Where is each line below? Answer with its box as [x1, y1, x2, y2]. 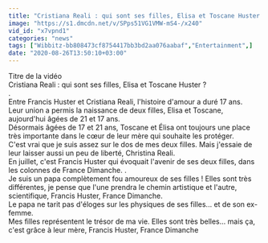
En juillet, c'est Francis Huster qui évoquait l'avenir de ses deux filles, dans [8, 157, 255, 166]
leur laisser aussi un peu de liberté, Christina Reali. [8, 148, 176, 158]
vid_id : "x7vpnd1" [8, 27, 70, 35]
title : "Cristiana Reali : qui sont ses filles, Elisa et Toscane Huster [8, 11, 261, 20]
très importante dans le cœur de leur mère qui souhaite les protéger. [8, 131, 234, 141]
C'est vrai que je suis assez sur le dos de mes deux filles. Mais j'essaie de [8, 140, 253, 149]
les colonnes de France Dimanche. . [8, 166, 127, 175]
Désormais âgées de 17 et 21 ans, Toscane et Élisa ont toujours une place [8, 122, 250, 132]
